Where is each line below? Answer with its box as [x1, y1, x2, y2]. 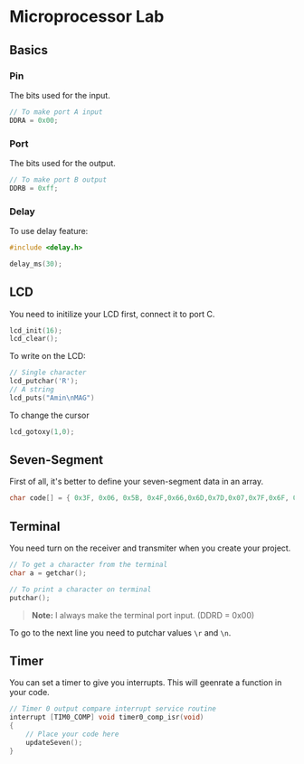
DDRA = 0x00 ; [9, 116, 59, 125]
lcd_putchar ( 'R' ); [9, 377, 79, 386]
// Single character [9, 368, 88, 377]
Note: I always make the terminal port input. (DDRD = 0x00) [31, 609, 255, 620]
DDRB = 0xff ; [9, 184, 59, 193]
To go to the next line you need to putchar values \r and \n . [9, 627, 232, 638]
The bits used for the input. [9, 90, 110, 100]
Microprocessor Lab [9, 6, 165, 27]
